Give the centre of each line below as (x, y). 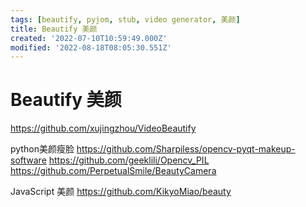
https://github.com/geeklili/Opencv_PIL (129, 160)
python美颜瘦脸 (42, 149)
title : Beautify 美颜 (54, 29)
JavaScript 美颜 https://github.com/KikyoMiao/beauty (121, 192)
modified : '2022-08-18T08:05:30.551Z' (91, 47)
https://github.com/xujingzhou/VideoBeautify (103, 128)
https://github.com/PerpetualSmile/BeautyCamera (113, 171)
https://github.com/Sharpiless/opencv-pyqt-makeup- (186, 149)
